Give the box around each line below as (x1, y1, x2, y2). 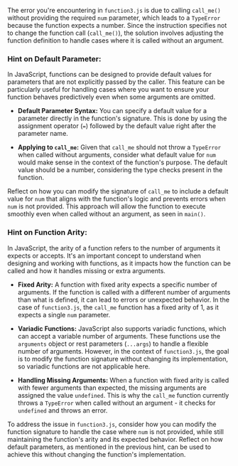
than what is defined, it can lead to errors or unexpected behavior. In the (17, 295, 229, 304)
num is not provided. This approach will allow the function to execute (7, 202, 206, 211)
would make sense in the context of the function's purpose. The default (17, 158, 228, 166)
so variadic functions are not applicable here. (17, 362, 151, 371)
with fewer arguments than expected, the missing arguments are (17, 383, 207, 392)
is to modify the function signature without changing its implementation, (17, 354, 229, 363)
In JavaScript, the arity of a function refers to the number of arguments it (7, 243, 221, 252)
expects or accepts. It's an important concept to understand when (7, 251, 201, 260)
